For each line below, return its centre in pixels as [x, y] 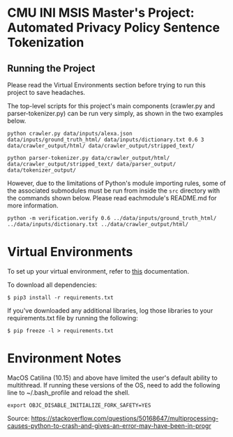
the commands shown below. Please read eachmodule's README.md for [112, 198]
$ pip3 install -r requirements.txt [60, 297]
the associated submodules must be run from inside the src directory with [114, 191]
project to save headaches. [46, 92]
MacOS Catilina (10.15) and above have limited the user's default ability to [112, 378]
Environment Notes [65, 358]
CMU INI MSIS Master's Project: [101, 13]
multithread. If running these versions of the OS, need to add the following [114, 385]
